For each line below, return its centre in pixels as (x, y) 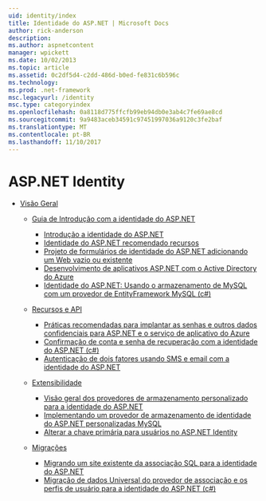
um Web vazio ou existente (88, 260)
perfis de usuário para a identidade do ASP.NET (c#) (130, 489)
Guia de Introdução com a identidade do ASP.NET (113, 219)
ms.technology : (33, 82)
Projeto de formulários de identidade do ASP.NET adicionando (146, 252)
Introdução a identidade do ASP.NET (104, 235)
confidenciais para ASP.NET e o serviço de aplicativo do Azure (147, 333)
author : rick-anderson (46, 30)
